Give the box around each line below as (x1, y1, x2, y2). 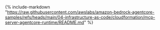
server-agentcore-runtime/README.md (5, 19, 84, 25)
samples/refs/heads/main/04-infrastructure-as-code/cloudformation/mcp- (5, 15, 156, 20)
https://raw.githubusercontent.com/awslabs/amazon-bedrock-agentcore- (7, 9, 155, 15)
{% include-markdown (5, 4, 50, 10)
